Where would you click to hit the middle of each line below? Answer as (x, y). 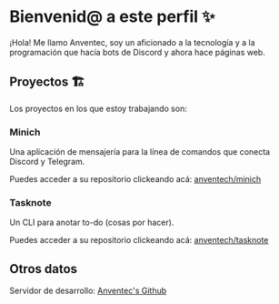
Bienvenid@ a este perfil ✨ (112, 17)
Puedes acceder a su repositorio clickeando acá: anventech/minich (135, 179)
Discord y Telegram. (47, 162)
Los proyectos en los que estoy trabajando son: (99, 108)
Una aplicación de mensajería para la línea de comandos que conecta (140, 152)
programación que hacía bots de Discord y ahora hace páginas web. (137, 52)
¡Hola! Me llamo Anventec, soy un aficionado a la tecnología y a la (133, 42)
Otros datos (44, 269)
